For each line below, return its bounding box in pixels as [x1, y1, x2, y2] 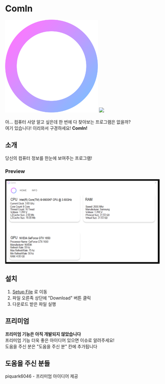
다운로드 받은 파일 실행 [12, 301, 56, 307]
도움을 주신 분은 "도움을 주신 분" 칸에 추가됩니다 [5, 343, 98, 349]
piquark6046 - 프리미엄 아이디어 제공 [5, 373, 79, 379]
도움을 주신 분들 [5, 359, 50, 368]
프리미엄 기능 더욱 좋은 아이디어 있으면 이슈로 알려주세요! [5, 337, 115, 343]
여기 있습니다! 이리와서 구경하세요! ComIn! [5, 125, 88, 131]
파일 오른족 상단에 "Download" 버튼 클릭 [12, 295, 91, 301]
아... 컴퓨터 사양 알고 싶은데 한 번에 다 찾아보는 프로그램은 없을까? [5, 119, 131, 125]
